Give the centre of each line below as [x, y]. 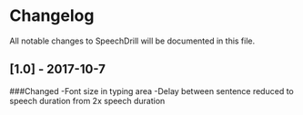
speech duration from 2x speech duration [87, 101]
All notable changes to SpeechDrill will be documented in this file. [132, 41]
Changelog [52, 16]
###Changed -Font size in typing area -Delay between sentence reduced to [151, 91]
